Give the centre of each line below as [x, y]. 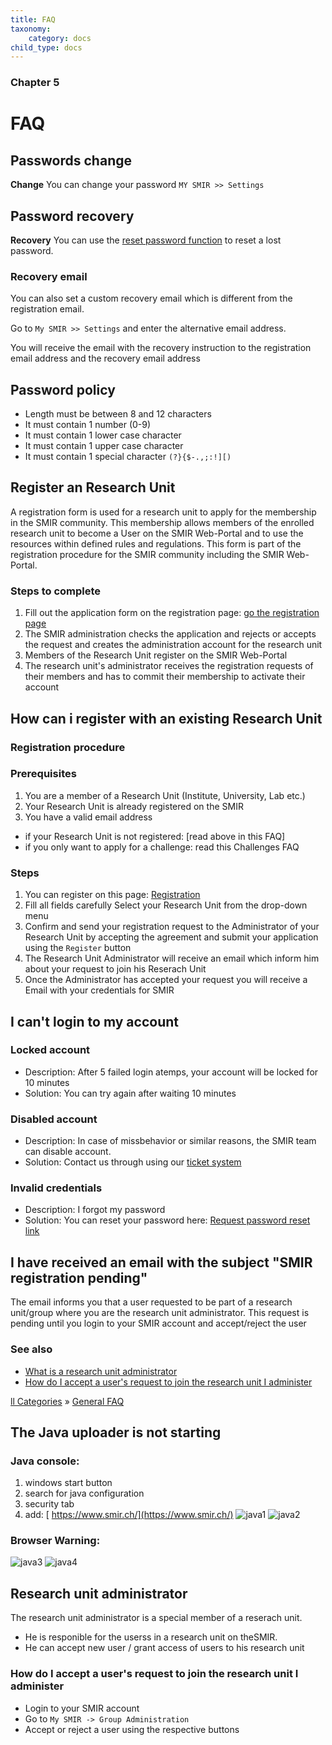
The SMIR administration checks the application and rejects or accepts [170, 634]
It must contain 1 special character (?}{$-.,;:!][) [128, 457]
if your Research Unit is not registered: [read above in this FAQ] [155, 836]
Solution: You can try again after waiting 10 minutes [130, 1093]
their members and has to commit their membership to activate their [165, 677]
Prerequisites [43, 774]
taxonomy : [31, 29]
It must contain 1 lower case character [103, 435]
